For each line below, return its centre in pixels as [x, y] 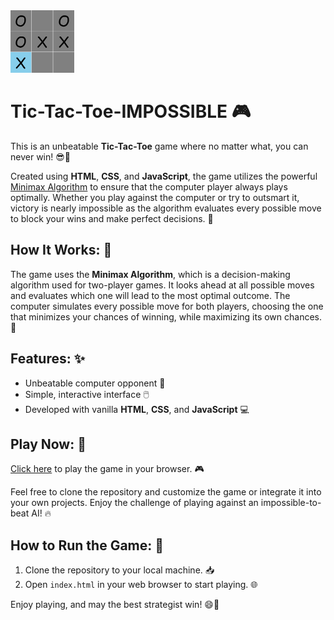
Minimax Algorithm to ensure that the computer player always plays [149, 186]
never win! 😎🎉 [40, 156]
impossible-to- [291, 503]
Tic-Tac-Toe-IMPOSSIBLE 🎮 [131, 111]
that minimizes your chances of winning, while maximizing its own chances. [166, 316]
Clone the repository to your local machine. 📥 [119, 570]
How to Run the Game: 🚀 [87, 545]
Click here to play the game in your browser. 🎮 [107, 469]
